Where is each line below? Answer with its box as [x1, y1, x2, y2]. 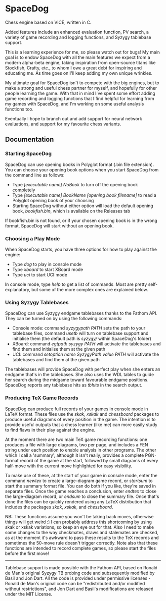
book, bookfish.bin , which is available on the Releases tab [12, 208, 130, 214]
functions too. [5, 106, 34, 112]
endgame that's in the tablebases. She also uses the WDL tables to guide [5, 372, 154, 378]
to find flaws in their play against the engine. [5, 427, 95, 433]
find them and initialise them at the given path [12, 346, 106, 352]
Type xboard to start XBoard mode [12, 266, 83, 273]
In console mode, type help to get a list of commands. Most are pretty [5, 281, 147, 287]
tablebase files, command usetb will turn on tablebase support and [12, 330, 149, 336]
